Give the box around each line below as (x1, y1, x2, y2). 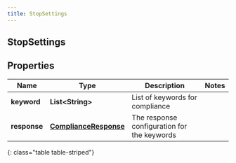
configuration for (131, 121, 188, 131)
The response (131, 113, 178, 122)
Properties (7, 60, 55, 72)
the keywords (131, 130, 177, 140)
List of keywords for (131, 92, 198, 102)
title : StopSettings (7, 10, 68, 17)
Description (145, 80, 185, 90)
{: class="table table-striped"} (7, 148, 95, 156)
